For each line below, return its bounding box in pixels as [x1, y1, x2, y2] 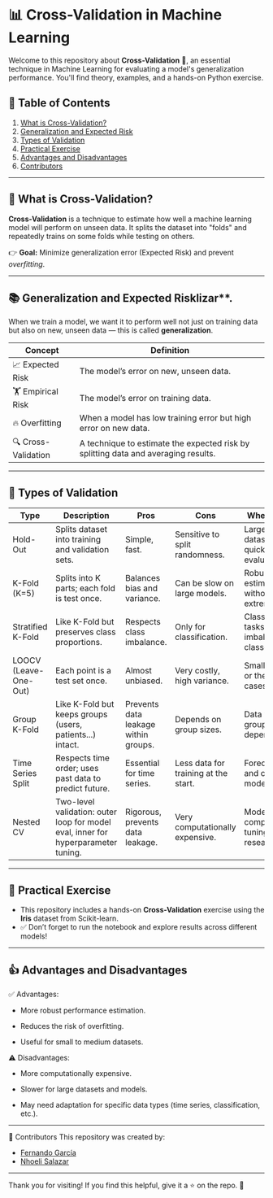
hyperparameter [55, 837, 118, 848]
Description [63, 510, 110, 521]
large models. [174, 588, 227, 599]
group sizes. [174, 724, 222, 735]
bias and [124, 582, 158, 594]
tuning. [55, 847, 83, 858]
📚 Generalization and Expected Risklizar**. [8, 291, 233, 305]
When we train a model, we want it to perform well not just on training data [8, 317, 258, 327]
